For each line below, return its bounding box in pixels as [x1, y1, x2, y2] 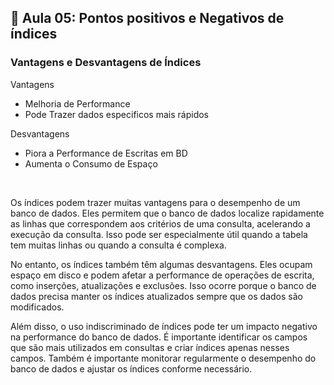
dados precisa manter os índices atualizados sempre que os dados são [10, 290, 303, 302]
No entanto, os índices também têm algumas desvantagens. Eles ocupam [10, 258, 313, 270]
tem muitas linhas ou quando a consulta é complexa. [10, 239, 227, 251]
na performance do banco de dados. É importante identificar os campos [10, 331, 308, 343]
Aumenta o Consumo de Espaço [24, 157, 158, 170]
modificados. [10, 301, 65, 313]
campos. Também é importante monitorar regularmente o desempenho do [10, 352, 317, 364]
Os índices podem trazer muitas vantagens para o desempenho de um [10, 196, 301, 208]
